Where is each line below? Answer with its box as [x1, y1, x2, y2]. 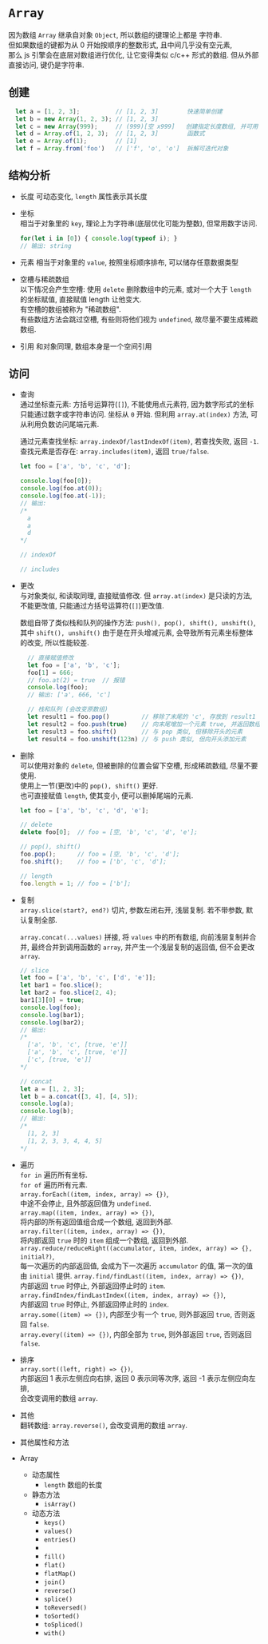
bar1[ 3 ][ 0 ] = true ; [19, 996, 85, 1004]
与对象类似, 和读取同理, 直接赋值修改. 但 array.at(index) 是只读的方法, [19, 590, 253, 601]
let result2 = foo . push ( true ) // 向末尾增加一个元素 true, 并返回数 [27, 720, 255, 728]
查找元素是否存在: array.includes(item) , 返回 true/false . [19, 446, 210, 457]
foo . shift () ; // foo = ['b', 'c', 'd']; [19, 857, 167, 865]
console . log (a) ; [19, 1099, 74, 1108]
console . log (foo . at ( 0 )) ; [19, 485, 103, 493]
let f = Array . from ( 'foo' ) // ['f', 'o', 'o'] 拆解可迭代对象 [15, 145, 229, 153]
